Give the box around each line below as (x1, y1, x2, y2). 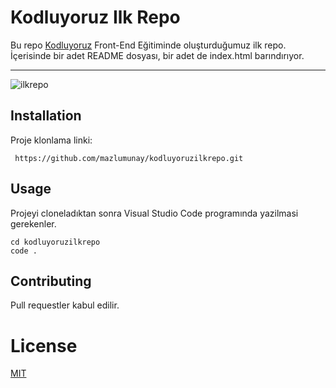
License (10, 334, 78, 357)
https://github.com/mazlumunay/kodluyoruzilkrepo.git (14, 153, 244, 163)
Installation (10, 107, 82, 125)
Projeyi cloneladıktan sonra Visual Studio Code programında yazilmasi (10, 207, 299, 219)
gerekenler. (10, 217, 57, 230)
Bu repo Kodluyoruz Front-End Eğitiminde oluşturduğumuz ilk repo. (10, 39, 287, 51)
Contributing (10, 272, 92, 290)
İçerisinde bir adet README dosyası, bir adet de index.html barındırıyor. (10, 49, 305, 61)
